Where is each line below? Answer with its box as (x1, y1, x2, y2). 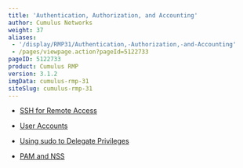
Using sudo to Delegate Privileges (19, 137, 129, 146)
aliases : (8, 33, 37, 42)
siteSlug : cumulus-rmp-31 (8, 84, 92, 93)
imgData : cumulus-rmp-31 (8, 77, 89, 85)
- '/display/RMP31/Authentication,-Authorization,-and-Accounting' (11, 41, 237, 49)
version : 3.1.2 (8, 70, 58, 78)
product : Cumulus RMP (8, 63, 79, 71)
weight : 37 (8, 26, 44, 34)
